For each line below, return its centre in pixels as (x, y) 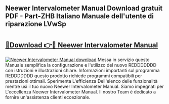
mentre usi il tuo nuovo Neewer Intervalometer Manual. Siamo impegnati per (85, 86)
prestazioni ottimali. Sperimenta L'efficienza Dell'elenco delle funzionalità (81, 81)
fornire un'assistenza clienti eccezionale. (48, 97)
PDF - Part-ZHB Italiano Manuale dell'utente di (80, 16)
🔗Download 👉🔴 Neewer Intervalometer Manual (82, 45)
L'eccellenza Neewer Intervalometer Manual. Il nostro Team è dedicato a (80, 92)
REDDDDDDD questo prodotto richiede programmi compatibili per (74, 76)
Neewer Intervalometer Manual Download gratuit (84, 8)
